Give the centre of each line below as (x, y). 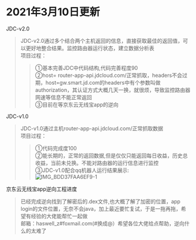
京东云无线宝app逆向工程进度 (42, 189)
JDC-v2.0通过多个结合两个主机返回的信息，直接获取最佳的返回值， (102, 40)
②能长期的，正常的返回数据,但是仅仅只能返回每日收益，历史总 (111, 156)
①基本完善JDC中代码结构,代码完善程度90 (86, 67)
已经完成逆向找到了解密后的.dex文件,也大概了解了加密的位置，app (100, 201)
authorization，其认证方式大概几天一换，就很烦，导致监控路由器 (113, 90)
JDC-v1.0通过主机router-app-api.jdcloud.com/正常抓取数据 (92, 128)
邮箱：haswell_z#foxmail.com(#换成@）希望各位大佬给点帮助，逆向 (102, 223)
